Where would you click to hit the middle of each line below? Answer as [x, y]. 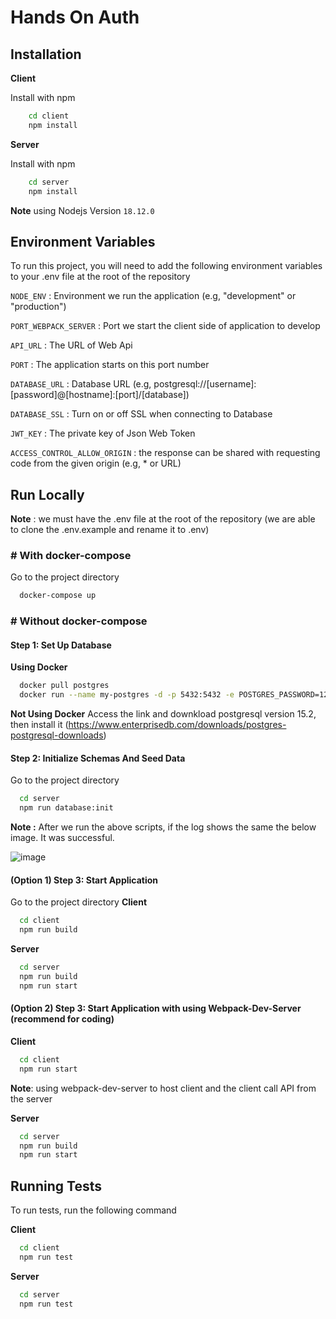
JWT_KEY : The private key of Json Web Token [103, 433]
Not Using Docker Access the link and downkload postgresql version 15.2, [163, 714]
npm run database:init [66, 808]
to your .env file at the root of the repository [100, 277]
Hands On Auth [75, 17]
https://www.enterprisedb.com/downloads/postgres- [177, 725]
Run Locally [47, 494]
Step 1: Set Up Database [61, 645]
